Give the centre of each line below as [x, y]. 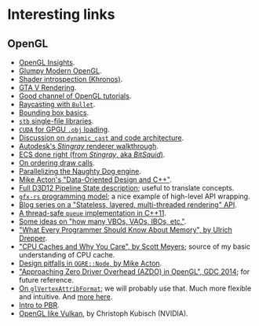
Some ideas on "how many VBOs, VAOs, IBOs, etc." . [102, 221]
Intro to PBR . [39, 305]
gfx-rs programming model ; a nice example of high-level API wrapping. [134, 196]
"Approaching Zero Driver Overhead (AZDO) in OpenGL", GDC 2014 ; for [134, 272]
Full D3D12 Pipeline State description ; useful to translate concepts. [126, 188]
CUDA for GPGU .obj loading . [64, 129]
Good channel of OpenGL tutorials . [75, 96]
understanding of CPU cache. [67, 255]
